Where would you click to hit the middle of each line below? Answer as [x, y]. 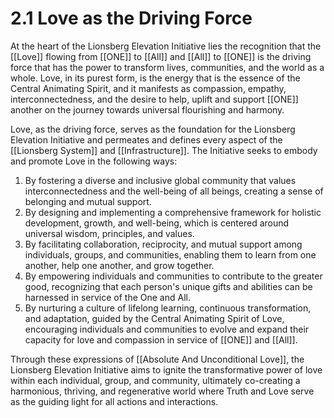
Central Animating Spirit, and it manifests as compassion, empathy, [148, 88]
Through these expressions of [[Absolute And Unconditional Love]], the [157, 359]
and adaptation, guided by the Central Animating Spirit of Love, [154, 318]
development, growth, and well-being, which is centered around [157, 223]
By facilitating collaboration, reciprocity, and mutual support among [163, 244]
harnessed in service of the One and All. [107, 297]
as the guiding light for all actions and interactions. [114, 401]
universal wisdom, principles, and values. [109, 233]
